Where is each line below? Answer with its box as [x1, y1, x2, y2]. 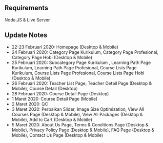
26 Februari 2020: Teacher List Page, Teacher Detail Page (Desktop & [11, 80, 152, 86]
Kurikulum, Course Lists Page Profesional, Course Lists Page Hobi [11, 70, 144, 76]
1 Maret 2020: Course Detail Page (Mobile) [11, 96, 98, 102]
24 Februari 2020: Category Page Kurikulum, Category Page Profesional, [11, 49, 159, 55]
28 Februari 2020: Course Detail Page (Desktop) [11, 90, 109, 97]
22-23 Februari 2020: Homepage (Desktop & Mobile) [11, 44, 118, 50]
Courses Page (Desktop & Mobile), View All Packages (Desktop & [11, 111, 143, 117]
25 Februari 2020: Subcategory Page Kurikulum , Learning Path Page [11, 60, 151, 65]
